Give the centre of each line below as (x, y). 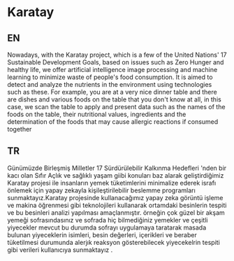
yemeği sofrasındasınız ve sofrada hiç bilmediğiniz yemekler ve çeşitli (108, 220)
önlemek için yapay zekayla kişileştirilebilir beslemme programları (101, 190)
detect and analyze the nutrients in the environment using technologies (110, 84)
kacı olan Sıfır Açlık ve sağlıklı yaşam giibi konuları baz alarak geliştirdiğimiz (116, 175)
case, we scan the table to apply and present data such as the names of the (116, 107)
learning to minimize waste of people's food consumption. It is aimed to (110, 77)
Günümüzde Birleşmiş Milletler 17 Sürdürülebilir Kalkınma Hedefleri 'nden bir (117, 168)
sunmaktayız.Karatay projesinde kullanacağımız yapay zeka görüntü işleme (115, 197)
